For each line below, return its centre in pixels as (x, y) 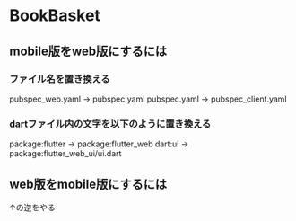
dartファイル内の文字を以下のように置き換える (110, 124)
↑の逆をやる (32, 207)
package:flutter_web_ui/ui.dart (65, 154)
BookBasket (55, 16)
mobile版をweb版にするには (88, 51)
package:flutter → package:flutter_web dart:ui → (99, 144)
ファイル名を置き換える (60, 79)
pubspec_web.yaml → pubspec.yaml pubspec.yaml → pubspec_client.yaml (148, 99)
